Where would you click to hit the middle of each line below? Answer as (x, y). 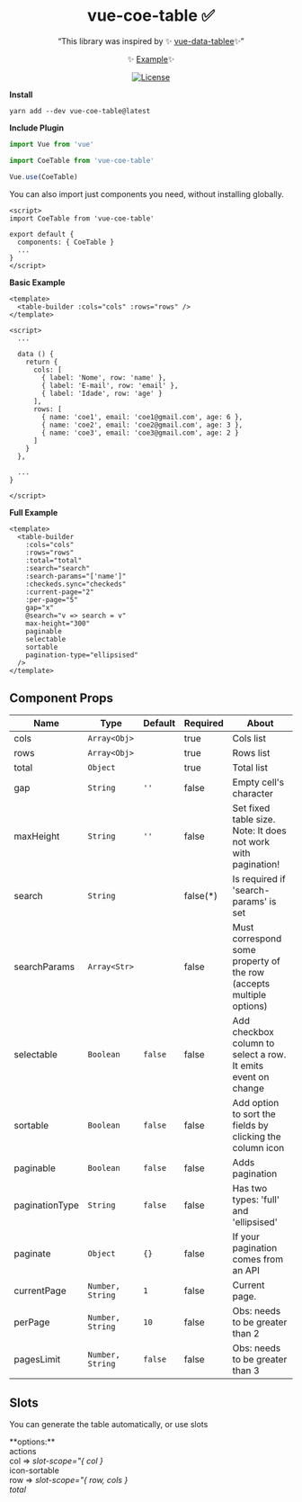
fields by (251, 1126)
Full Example (34, 512)
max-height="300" (58, 623)
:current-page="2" (60, 592)
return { (42, 362)
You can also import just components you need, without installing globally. (147, 193)
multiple (249, 995)
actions (23, 1452)
